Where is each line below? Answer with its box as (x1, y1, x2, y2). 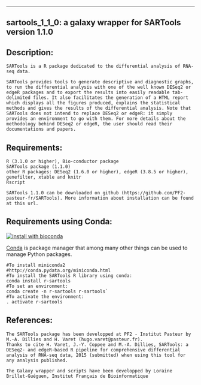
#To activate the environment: (6, 293, 84, 300)
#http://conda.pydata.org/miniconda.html (6, 267, 111, 273)
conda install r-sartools (6, 278, 71, 284)
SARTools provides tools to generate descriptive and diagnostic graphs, (6, 79, 194, 85)
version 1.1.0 (6, 27, 54, 37)
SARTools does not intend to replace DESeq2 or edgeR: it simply (6, 110, 172, 117)
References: (6, 315, 53, 326)
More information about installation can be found (65, 195, 194, 201)
